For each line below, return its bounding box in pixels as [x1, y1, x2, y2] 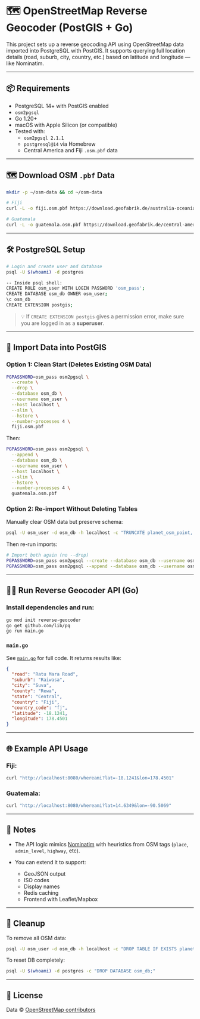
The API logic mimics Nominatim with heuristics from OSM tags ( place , [14, 840, 189, 848]
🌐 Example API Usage [6, 744, 88, 754]
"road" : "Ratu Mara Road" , [11, 671, 79, 677]
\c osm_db [6, 296, 31, 303]
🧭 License [6, 990, 43, 1000]
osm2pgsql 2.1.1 [23, 135, 64, 141]
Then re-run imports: [6, 541, 58, 548]
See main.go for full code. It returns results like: [6, 654, 122, 661]
